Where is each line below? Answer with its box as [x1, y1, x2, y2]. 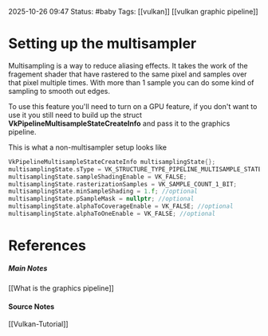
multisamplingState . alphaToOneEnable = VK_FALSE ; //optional [8, 210, 216, 218]
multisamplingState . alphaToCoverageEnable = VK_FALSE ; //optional [8, 202, 234, 210]
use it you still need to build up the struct [8, 110, 142, 119]
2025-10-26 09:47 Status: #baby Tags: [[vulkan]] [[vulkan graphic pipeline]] [8, 7, 258, 16]
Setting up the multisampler [8, 35, 197, 53]
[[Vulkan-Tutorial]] [8, 319, 69, 329]
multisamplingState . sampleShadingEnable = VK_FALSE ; [8, 173, 187, 181]
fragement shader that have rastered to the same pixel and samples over [8, 69, 247, 79]
